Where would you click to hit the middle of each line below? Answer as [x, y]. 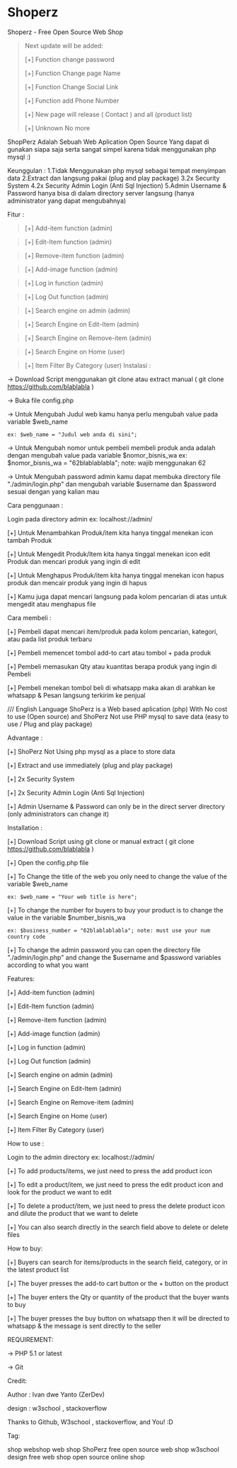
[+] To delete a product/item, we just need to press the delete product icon [116, 1206]
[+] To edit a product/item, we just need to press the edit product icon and [115, 1185]
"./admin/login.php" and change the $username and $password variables [114, 957]
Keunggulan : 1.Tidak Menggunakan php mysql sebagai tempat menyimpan [117, 170]
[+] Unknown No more [57, 128]
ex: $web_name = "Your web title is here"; [73, 897]
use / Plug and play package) [50, 724]
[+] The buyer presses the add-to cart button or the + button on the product [118, 1283]
